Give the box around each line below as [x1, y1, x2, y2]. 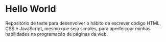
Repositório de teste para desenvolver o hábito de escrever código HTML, [5, 20, 161, 26]
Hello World [5, 3, 56, 15]
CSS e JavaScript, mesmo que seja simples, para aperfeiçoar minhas [5, 25, 151, 31]
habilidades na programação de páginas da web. [5, 31, 108, 37]
